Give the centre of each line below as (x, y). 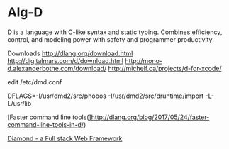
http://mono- (144, 60)
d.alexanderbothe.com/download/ (57, 68)
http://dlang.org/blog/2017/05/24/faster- (150, 117)
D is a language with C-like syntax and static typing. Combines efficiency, (115, 32)
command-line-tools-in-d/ (45, 124)
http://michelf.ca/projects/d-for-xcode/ (165, 68)
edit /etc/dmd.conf (35, 82)
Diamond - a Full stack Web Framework (65, 138)
